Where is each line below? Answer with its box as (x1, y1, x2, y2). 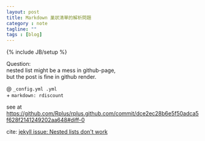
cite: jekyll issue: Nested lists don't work (6, 128, 108, 136)
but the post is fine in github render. (6, 73, 97, 81)
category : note (6, 20, 48, 26)
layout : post (6, 9, 40, 15)
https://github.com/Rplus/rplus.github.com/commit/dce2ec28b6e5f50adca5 (6, 110, 199, 117)
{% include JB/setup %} (6, 48, 67, 56)
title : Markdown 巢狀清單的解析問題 (6, 15, 92, 21)
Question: (6, 60, 31, 68)
